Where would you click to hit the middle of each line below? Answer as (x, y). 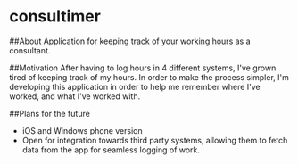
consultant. (30, 50)
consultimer (55, 16)
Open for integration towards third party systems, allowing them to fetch (155, 140)
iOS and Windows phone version (82, 130)
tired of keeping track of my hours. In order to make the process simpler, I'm (149, 77)
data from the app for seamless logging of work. (111, 150)
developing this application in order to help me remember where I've (135, 86)
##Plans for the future (50, 113)
